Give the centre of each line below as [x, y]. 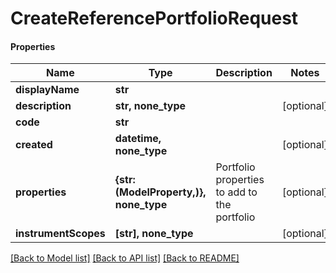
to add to [236, 192]
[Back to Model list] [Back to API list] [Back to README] [125, 258]
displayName [47, 90]
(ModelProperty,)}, [160, 192]
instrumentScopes [60, 234]
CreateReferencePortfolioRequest [154, 18]
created [34, 145]
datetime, [138, 139]
